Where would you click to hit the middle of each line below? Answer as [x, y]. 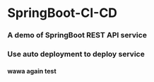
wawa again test [32, 71]
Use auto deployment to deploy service [76, 54]
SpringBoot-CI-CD [63, 13]
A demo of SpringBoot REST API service [77, 35]
